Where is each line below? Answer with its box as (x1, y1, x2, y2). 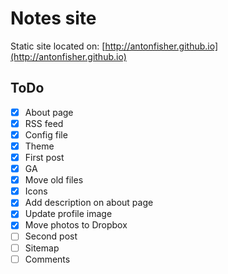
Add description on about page (24, 197, 154, 209)
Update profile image (24, 208, 113, 220)
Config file (24, 128, 68, 141)
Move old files (24, 174, 84, 186)
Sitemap (24, 242, 60, 254)
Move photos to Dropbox (24, 219, 128, 231)
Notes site (10, 7, 97, 30)
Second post (24, 230, 78, 242)
